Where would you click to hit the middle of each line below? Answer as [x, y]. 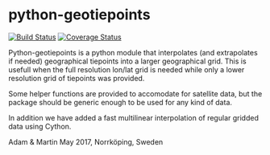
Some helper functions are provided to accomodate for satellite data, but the [135, 93]
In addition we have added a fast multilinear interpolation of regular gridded [134, 117]
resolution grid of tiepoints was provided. [77, 78]
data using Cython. [40, 126]
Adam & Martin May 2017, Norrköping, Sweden [86, 141]
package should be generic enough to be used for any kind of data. [120, 102]
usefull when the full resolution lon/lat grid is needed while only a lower [127, 69]
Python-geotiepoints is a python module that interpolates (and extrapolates [133, 52]
